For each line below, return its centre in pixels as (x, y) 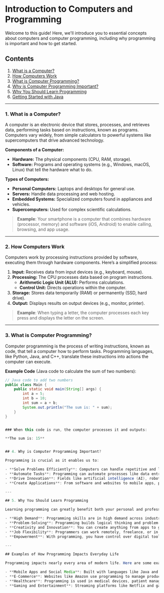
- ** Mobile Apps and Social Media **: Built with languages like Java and (82, 572)
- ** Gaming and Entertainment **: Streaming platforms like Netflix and (79, 586)
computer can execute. (28, 362)
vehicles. (21, 204)
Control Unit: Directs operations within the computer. (73, 288)
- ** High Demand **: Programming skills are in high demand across (74, 519)
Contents (20, 59)
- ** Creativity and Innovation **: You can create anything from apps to (81, 527)
